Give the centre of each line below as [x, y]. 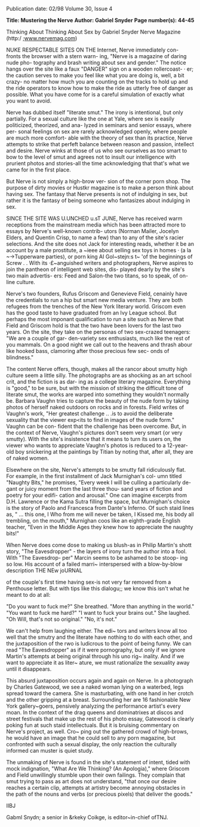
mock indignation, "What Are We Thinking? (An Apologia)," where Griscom [98, 769]
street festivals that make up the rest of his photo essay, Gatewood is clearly [100, 719]
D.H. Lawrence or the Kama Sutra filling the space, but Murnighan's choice [98, 502]
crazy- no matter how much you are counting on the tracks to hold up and [97, 82]
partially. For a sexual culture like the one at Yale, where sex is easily [90, 119]
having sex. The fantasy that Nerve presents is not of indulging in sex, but [97, 194]
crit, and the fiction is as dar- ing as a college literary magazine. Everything [99, 382]
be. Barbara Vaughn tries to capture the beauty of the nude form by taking [98, 401]
